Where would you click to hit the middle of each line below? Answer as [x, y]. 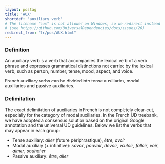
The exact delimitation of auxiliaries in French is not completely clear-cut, [80, 110]
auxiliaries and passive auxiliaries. [40, 86]
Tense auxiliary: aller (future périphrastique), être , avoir [68, 140]
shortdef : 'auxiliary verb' [34, 19]
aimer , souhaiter [29, 151]
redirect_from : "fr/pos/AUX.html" [41, 33]
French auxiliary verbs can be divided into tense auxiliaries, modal [72, 81]
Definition [17, 50]
